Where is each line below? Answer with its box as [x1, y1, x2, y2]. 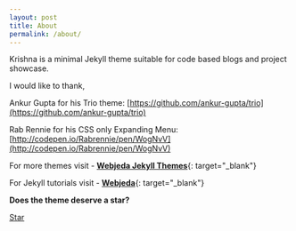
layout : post [9, 12, 58, 22]
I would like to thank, [9, 81, 86, 92]
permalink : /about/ [9, 29, 82, 38]
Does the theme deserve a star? [9, 195, 130, 205]
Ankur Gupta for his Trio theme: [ [9, 98, 131, 108]
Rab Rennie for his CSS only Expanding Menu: [9, 124, 178, 135]
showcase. [9, 63, 49, 74]
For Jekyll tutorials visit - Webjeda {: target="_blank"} [9, 178, 205, 188]
